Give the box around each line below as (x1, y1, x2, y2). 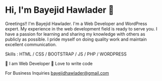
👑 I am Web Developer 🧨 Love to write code (5, 60, 93, 66)
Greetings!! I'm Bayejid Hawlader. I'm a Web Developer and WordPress (5, 21, 147, 27)
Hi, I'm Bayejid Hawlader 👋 (5, 4, 114, 16)
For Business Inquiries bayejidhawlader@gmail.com (5, 70, 109, 76)
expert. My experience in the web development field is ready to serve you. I (5, 26, 158, 31)
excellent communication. (5, 41, 57, 47)
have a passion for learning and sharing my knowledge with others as (5, 31, 145, 37)
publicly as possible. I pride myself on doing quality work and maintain (5, 36, 147, 42)
